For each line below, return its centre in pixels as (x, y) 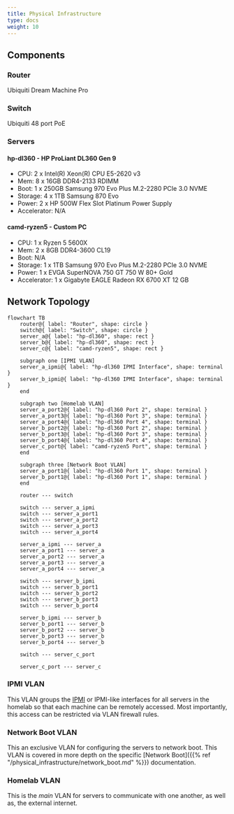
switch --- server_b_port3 (59, 599)
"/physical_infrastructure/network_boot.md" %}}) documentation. (102, 762)
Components (36, 55)
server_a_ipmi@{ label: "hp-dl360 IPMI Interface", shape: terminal (122, 367)
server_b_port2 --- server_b (62, 630)
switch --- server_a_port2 (59, 520)
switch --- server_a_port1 (59, 514)
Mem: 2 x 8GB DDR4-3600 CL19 (64, 250)
